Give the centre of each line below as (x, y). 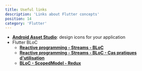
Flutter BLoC (25, 43)
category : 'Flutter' (26, 23)
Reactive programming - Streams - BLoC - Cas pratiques (78, 53)
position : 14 (18, 19)
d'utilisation (32, 58)
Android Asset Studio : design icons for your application (69, 37)
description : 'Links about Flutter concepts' (52, 14)
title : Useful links (26, 10)
